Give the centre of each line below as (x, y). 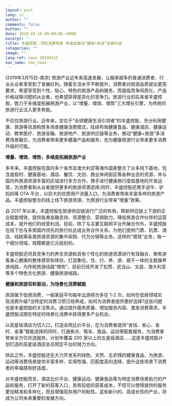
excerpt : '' (18, 39)
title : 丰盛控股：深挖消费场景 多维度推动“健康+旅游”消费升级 (64, 44)
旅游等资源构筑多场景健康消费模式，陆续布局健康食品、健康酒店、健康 (88, 127)
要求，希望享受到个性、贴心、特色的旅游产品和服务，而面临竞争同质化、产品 (86, 91)
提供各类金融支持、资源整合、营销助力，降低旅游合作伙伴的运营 (99, 217)
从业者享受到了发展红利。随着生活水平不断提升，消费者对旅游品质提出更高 (88, 84)
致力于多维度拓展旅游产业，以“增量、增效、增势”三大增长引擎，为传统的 (90, 104)
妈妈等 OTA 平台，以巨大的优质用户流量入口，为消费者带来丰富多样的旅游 (83, 194)
